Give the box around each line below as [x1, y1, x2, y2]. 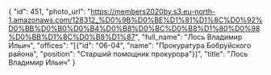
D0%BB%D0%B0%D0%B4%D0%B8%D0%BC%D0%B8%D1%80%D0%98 [8, 24, 261, 33]
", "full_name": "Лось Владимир [135, 32, 243, 41]
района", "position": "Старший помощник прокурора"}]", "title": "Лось [8, 49, 248, 58]
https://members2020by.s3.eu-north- [90, 7, 216, 16]
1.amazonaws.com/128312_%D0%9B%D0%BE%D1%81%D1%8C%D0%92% [8, 15, 264, 25]
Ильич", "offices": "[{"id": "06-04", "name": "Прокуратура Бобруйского [8, 41, 252, 50]
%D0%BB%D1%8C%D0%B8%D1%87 [8, 32, 135, 41]
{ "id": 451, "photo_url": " [8, 7, 91, 16]
